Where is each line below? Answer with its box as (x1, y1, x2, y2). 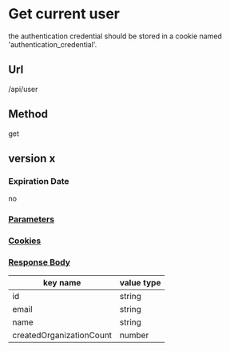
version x (8, 151, 56, 165)
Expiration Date (8, 175, 69, 186)
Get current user (8, 5, 121, 23)
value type (119, 277, 161, 289)
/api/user (8, 84, 38, 94)
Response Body (8, 257, 70, 268)
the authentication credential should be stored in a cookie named (8, 31, 222, 41)
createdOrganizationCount (12, 329, 113, 341)
